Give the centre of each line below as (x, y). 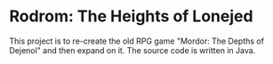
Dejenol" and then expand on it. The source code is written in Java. (132, 50)
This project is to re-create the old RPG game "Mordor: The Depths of (137, 41)
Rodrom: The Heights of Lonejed (131, 16)
